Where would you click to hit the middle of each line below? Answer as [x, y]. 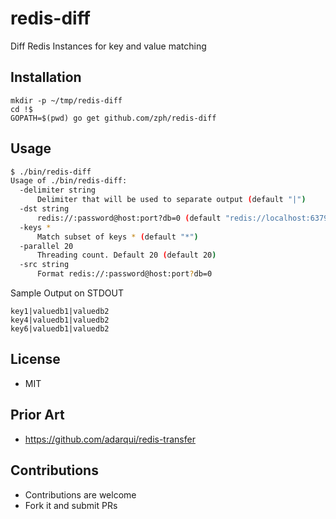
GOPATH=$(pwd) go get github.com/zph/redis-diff [113, 118]
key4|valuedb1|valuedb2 [60, 320]
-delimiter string [58, 190]
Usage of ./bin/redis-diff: [69, 181]
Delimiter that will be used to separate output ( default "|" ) [171, 200]
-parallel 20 [46, 246]
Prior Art [37, 415]
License [35, 359]
